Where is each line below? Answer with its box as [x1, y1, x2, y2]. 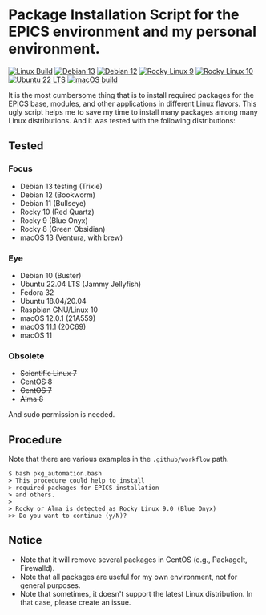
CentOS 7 [19, 386, 52, 395]
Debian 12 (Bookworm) [19, 190, 96, 200]
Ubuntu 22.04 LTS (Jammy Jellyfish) [19, 279, 142, 289]
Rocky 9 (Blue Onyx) [19, 215, 88, 225]
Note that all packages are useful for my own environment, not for [19, 572, 238, 581]
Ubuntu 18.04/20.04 [19, 296, 87, 305]
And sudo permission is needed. [8, 410, 115, 419]
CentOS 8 [19, 377, 53, 386]
